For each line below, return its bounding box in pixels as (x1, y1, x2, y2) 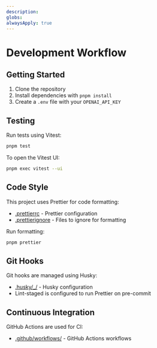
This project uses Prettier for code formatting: (6, 198, 119, 205)
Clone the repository (14, 85, 66, 93)
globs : (6, 14, 23, 20)
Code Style (6, 182, 49, 193)
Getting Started (6, 70, 65, 80)
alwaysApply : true (6, 20, 52, 26)
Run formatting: (6, 227, 45, 235)
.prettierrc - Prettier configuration (14, 209, 98, 217)
